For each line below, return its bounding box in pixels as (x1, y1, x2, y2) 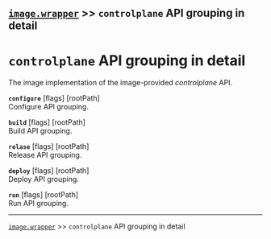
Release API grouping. (8, 150, 82, 160)
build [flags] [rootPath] (8, 117, 86, 127)
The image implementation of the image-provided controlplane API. (8, 78, 232, 88)
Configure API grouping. (8, 102, 89, 112)
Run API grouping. (8, 199, 69, 208)
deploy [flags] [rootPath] (8, 166, 90, 175)
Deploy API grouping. (8, 175, 79, 184)
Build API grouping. (8, 126, 73, 136)
